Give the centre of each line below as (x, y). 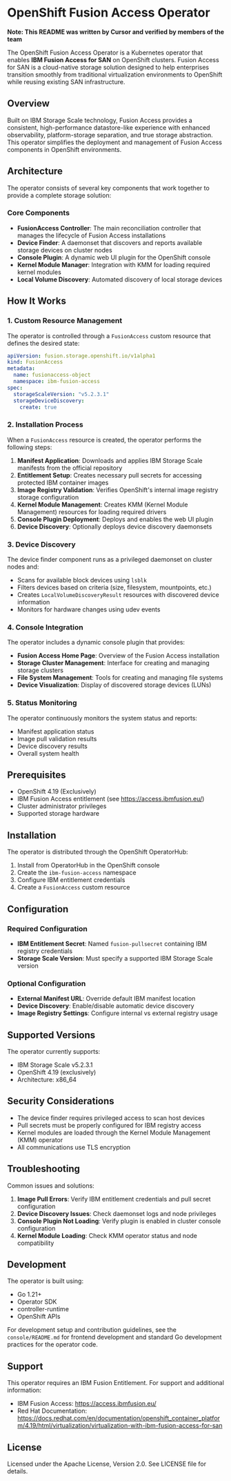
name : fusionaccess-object (52, 375)
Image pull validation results (57, 738)
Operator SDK (37, 1302)
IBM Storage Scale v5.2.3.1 (55, 1065)
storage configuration (48, 497)
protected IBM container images (63, 482)
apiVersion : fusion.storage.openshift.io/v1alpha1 (81, 356)
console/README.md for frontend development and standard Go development (114, 1337)
